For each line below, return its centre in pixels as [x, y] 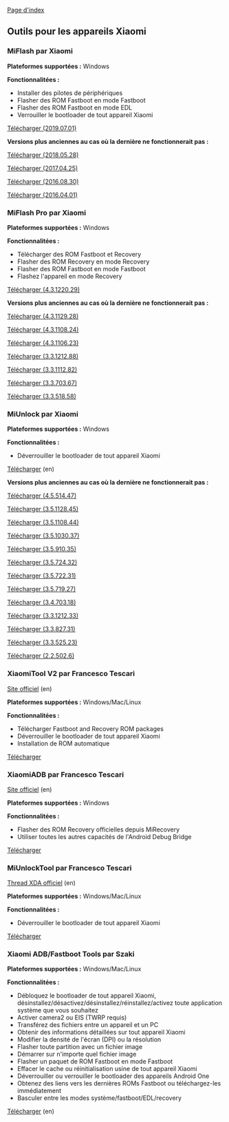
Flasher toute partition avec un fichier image [80, 1047]
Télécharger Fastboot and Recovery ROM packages [90, 728]
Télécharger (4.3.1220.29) [44, 289]
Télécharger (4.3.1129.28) [43, 316]
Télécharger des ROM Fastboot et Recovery [79, 254]
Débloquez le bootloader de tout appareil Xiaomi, [87, 996]
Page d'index [26, 10]
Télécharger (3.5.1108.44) [43, 522]
